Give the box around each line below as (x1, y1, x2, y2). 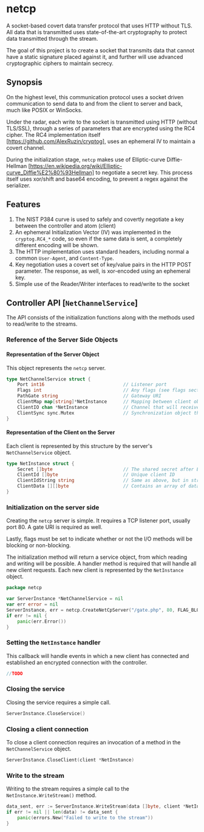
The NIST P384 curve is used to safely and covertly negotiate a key (15, 215, 184, 223)
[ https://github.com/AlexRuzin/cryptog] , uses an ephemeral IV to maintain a (6, 138, 195, 145)
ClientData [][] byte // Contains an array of (17, 483, 186, 489)
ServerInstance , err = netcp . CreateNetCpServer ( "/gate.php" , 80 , (6, 607, 175, 613)
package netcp (6, 585, 42, 591)
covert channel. (6, 144, 46, 151)
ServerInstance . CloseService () (6, 710, 86, 716)
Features (6, 200, 41, 210)
